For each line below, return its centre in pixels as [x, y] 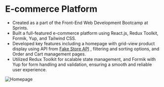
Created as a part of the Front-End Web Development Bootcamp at [80, 23]
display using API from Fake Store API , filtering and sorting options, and [86, 49]
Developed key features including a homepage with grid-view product [83, 43]
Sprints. [20, 28]
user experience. [29, 69]
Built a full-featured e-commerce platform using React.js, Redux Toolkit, [85, 33]
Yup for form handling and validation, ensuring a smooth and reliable [82, 64]
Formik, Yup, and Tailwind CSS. [44, 38]
